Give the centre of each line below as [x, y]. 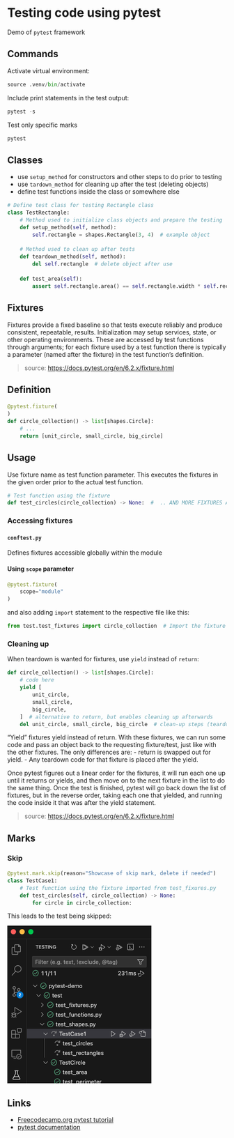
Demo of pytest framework [46, 32]
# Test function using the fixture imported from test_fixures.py [118, 888]
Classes [25, 160]
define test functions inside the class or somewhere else [98, 192]
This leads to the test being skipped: [60, 916]
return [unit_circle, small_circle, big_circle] [92, 436]
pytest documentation [49, 1128]
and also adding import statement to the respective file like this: [99, 613]
